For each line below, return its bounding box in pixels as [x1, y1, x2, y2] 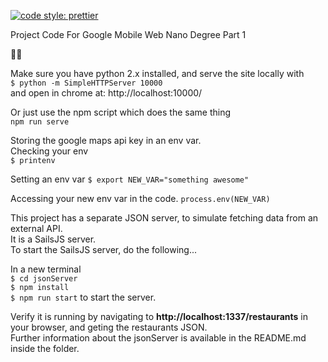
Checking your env [10, 145, 89, 157]
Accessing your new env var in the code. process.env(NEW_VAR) [10, 193, 271, 204]
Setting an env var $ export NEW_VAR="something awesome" [10, 173, 250, 185]
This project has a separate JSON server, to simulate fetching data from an [10, 212, 319, 224]
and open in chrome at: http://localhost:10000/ [10, 87, 203, 99]
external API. [10, 223, 63, 234]
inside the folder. [10, 343, 80, 354]
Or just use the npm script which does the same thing [10, 106, 232, 118]
